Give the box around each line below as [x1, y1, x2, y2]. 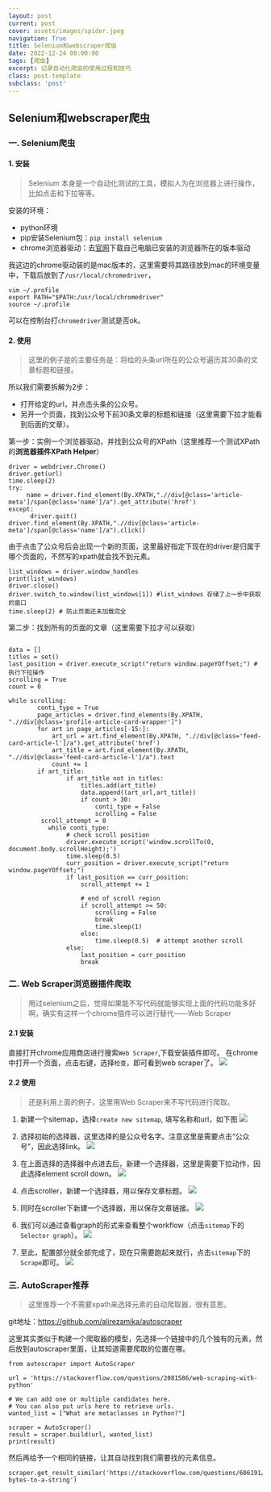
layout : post [8, 11, 52, 20]
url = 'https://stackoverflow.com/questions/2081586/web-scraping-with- [8, 1374, 258, 1382]
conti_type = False [94, 803, 161, 811]
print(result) [8, 1438, 56, 1446]
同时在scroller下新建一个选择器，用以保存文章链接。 [19, 1203, 194, 1213]
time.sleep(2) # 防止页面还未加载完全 [8, 608, 127, 616]
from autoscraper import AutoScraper [8, 1360, 135, 1369]
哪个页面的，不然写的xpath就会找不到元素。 [8, 552, 155, 562]
